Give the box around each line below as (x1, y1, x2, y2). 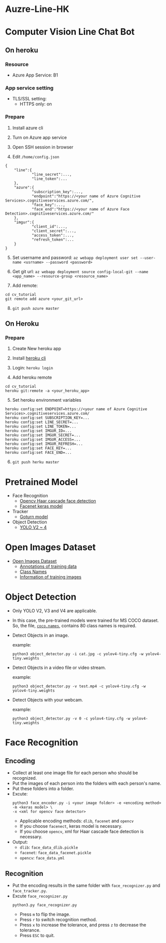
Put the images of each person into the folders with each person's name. (12, 781, 162, 787)
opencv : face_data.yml (19, 855, 65, 861)
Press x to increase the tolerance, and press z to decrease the (19, 922, 147, 928)
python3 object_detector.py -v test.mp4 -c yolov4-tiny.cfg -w (12, 684, 146, 689)
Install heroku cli (12, 355, 46, 361)
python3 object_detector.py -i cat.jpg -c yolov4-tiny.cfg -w (12, 652, 144, 656)
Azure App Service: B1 (12, 72, 58, 78)
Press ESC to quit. (19, 932, 55, 938)
